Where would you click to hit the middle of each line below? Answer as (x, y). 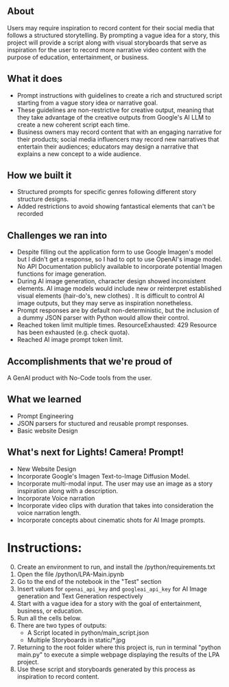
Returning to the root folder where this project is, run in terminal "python (119, 647)
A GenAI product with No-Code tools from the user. (80, 378)
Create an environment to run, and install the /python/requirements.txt (116, 567)
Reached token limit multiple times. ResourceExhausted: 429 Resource (117, 325)
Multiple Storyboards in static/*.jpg (76, 640)
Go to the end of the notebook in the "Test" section (89, 581)
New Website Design (47, 469)
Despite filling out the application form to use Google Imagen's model (115, 252)
